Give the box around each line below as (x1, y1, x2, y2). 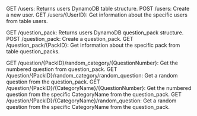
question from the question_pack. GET (6, 78, 100, 85)
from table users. (6, 18, 48, 24)
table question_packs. (6, 48, 61, 55)
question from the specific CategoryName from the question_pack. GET (6, 91, 182, 98)
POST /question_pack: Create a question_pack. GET (6, 36, 134, 42)
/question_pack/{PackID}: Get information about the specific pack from (6, 41, 180, 49)
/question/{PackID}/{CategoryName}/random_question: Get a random (6, 97, 177, 104)
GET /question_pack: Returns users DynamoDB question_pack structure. (6, 29, 184, 36)
